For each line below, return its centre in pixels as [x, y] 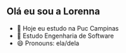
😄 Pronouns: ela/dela [48, 43]
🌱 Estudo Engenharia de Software [65, 36]
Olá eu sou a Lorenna [54, 12]
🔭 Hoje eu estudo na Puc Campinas [68, 28]
